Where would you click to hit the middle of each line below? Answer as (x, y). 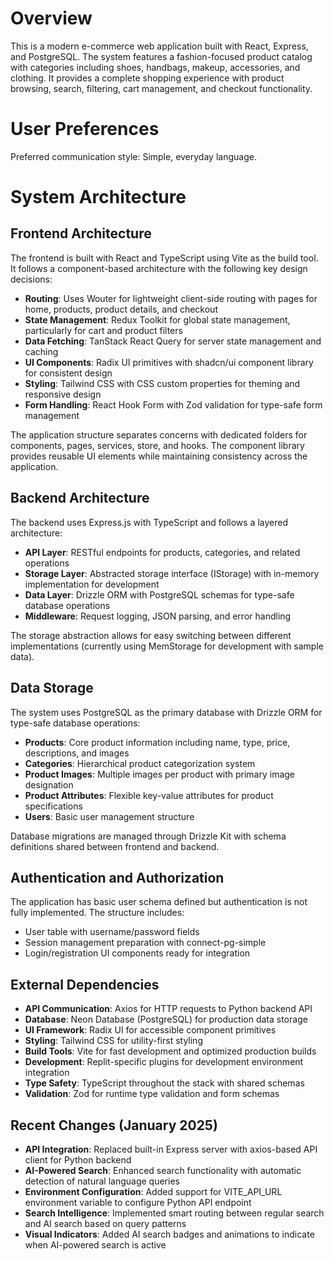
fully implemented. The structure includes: (97, 913)
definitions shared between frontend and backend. (115, 846)
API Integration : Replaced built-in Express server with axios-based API (171, 1149)
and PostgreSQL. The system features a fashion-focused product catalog (161, 56)
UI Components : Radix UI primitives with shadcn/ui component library (169, 362)
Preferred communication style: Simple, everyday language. (133, 156)
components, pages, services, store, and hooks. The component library (157, 445)
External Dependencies (85, 984)
